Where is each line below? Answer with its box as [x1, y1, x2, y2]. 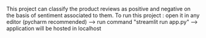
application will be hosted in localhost [6, 25, 102, 32]
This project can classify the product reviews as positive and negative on [6, 6, 191, 12]
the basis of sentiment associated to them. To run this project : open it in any [6, 12, 200, 19]
